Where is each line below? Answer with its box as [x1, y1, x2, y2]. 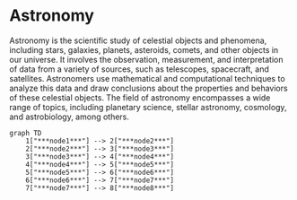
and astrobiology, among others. [9, 111, 130, 122]
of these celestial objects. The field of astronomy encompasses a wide [9, 91, 271, 103]
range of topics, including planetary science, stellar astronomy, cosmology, [9, 101, 287, 112]
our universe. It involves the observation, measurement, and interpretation [9, 54, 284, 65]
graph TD [9, 128, 42, 137]
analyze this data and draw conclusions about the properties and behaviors [9, 83, 289, 93]
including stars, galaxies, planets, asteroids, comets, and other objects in [9, 44, 279, 55]
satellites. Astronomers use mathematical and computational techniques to [9, 73, 285, 83]
